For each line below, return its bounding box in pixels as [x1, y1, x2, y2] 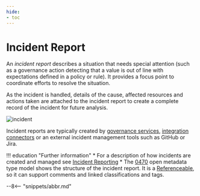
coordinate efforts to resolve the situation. [6, 80, 110, 87]
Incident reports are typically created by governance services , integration [6, 127, 189, 134]
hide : [6, 8, 20, 15]
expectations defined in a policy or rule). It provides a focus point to [6, 73, 175, 80]
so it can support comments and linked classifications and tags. [6, 171, 164, 179]
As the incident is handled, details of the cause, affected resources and [6, 91, 183, 98]
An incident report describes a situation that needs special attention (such [6, 60, 190, 68]
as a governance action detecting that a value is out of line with [6, 67, 164, 74]
